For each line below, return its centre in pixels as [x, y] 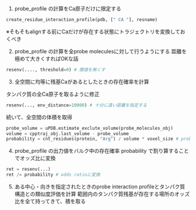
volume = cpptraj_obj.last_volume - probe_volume [68, 133]
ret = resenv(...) [28, 169]
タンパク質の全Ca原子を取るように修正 [53, 94]
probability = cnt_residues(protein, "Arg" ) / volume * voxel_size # [92, 139]
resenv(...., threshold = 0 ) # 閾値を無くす [56, 70]
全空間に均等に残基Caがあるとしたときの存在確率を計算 [82, 81]
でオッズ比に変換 [35, 158]
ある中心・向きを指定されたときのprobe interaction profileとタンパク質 [100, 187]
